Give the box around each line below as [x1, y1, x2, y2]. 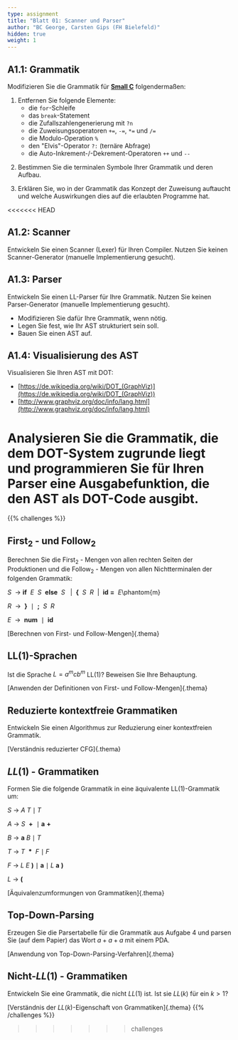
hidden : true [7, 30, 46, 38]
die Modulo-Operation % [28, 133, 99, 143]
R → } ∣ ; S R [7, 602, 55, 610]
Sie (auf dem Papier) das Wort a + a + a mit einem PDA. [7, 935, 171, 944]
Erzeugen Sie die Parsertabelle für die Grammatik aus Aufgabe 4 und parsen [7, 928, 232, 937]
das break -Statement [28, 111, 90, 120]
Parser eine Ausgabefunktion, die [7, 475, 210, 492]
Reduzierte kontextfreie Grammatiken [7, 704, 178, 716]
